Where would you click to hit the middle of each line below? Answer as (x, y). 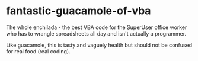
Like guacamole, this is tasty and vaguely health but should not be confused (99, 45)
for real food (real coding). (38, 51)
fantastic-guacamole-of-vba (79, 11)
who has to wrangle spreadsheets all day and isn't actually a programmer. (96, 33)
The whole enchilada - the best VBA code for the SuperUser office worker (97, 27)
